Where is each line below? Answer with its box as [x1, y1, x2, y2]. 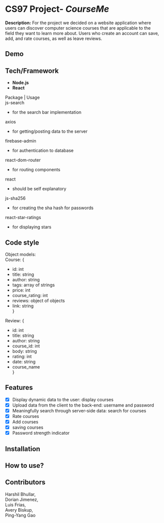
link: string [12, 302, 34, 309]
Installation [5, 445, 40, 453]
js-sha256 [5, 195, 26, 201]
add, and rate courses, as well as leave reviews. [5, 36, 102, 41]
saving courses [12, 424, 43, 430]
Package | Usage [5, 95, 40, 101]
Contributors [5, 478, 46, 486]
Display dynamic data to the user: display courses [12, 396, 114, 403]
